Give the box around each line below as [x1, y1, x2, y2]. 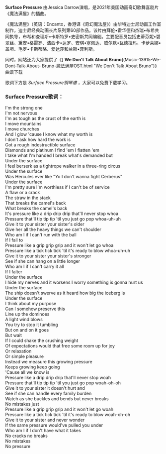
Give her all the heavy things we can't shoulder [5, 227, 102, 232]
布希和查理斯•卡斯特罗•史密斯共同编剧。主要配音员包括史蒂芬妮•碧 [22, 34, 161, 39]
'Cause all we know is [5, 369, 50, 375]
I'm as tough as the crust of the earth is [5, 115, 86, 121]
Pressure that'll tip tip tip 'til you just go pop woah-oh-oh [5, 380, 121, 386]
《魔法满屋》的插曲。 [5, 10, 49, 16]
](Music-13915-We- [121, 57, 162, 62]
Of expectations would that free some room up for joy [5, 343, 115, 349]
